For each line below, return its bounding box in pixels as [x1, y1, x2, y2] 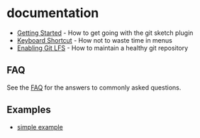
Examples [6, 104, 51, 116]
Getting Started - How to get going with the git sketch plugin [16, 28, 194, 37]
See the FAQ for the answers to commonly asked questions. [6, 83, 182, 92]
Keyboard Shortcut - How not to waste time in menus [16, 36, 173, 44]
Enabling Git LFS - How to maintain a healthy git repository [16, 43, 189, 52]
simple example [16, 122, 63, 131]
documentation [6, 5, 99, 21]
